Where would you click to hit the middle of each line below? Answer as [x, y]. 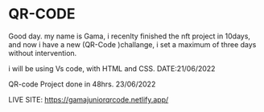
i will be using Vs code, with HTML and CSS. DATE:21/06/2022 [112, 68]
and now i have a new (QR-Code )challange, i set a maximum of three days [132, 44]
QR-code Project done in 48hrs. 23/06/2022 [82, 84]
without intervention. [43, 53]
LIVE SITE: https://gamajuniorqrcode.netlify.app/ [89, 99]
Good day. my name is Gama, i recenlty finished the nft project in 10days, [130, 36]
